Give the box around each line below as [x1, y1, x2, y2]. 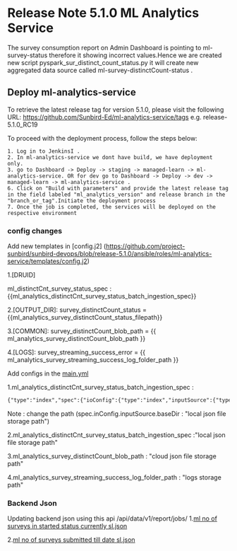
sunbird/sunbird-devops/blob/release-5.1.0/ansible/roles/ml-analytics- [7, 250, 212, 258]
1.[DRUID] [7, 271, 36, 279]
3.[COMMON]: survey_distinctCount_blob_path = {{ [7, 327, 157, 335]
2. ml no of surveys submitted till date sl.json [7, 535, 135, 544]
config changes [7, 226, 62, 236]
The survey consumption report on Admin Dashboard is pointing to [7, 43, 202, 52]
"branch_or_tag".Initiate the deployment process [7, 197, 157, 204]
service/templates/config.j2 [7, 257, 88, 266]
